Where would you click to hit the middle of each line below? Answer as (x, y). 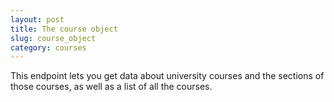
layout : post (37, 19)
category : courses (48, 47)
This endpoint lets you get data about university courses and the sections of (167, 76)
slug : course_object (53, 38)
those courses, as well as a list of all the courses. (111, 87)
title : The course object (64, 29)
